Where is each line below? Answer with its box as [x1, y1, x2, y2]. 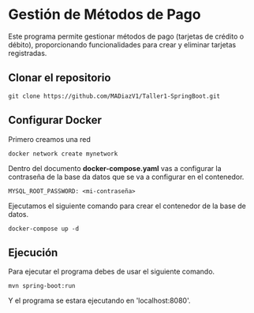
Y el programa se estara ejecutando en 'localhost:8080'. [8, 296, 191, 305]
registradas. [8, 48, 47, 58]
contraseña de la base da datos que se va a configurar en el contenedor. [8, 172, 245, 181]
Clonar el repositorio [8, 71, 111, 84]
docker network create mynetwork [8, 150, 118, 158]
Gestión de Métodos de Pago [8, 6, 201, 24]
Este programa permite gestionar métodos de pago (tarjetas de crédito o [8, 32, 245, 41]
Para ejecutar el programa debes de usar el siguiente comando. [8, 266, 215, 277]
